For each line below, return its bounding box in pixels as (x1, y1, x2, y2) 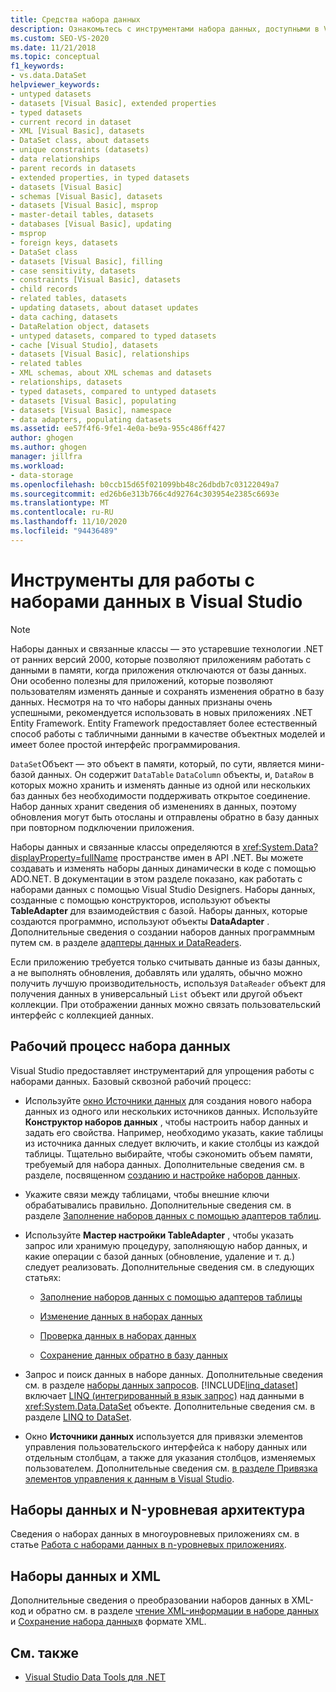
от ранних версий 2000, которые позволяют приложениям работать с (10, 653, 312, 665)
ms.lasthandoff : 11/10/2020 (10, 517, 128, 527)
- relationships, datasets (10, 377, 123, 387)
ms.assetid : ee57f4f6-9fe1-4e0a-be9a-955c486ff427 (10, 424, 226, 434)
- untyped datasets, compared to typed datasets (10, 331, 217, 341)
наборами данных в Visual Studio (10, 590, 303, 613)
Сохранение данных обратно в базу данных (39, 1349, 228, 1361)
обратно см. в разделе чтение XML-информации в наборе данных (35, 1605, 320, 1617)
